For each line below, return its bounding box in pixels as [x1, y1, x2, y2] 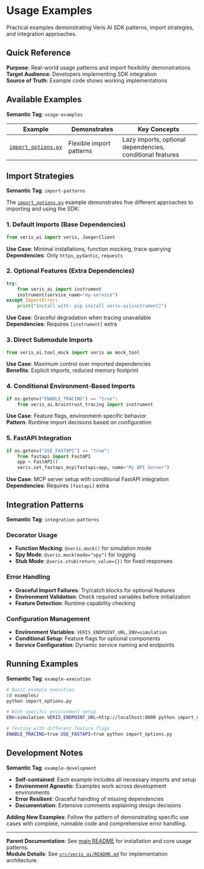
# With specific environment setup [6, 709, 97, 715]
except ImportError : [6, 297, 59, 303]
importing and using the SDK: [6, 205, 80, 212]
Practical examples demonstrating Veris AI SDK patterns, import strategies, [6, 24, 194, 31]
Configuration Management [6, 614, 90, 623]
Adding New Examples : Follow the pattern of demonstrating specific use [6, 813, 189, 820]
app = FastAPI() [17, 459, 59, 465]
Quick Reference [6, 48, 71, 58]
